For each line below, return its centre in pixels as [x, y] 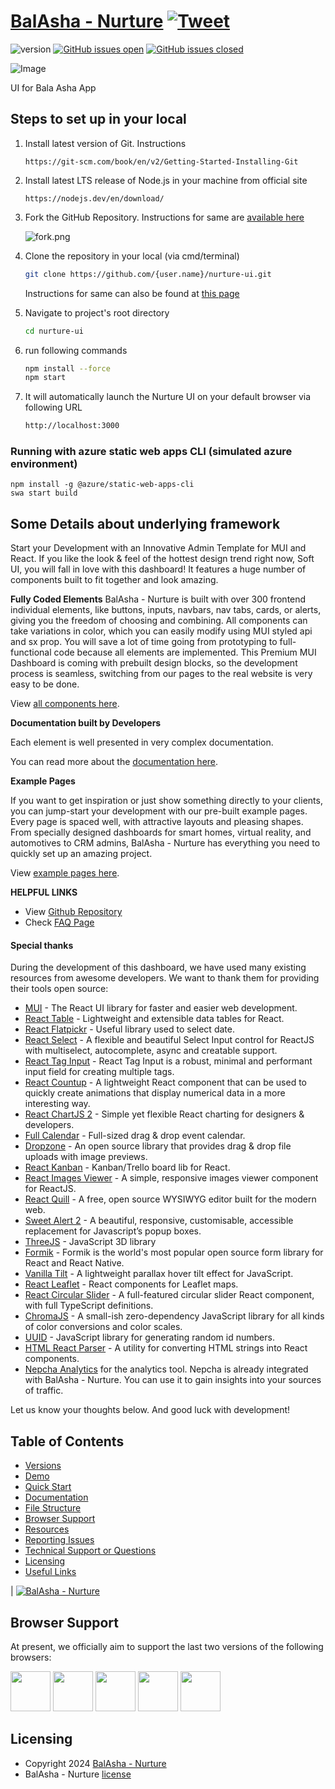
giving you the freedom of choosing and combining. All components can [159, 621]
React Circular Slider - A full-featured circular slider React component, [169, 1295]
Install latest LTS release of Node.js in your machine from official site [166, 180]
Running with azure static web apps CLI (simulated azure [151, 452]
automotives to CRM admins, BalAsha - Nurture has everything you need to [165, 843]
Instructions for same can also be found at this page [132, 293]
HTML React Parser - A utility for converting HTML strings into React [166, 1348]
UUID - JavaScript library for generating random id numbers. [149, 1337]
